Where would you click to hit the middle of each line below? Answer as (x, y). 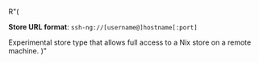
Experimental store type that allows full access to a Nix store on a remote (130, 42)
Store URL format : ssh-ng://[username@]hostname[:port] (103, 27)
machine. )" (27, 51)
